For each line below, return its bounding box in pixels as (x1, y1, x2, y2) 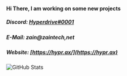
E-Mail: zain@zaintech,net (6, 34, 75, 41)
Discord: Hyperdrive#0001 (6, 19, 74, 26)
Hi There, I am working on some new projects (6, 5, 121, 12)
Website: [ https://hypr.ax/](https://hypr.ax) (6, 48, 118, 56)
